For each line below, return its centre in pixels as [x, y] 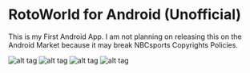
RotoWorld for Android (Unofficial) [125, 15]
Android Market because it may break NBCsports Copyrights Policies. [123, 44]
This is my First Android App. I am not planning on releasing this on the [125, 36]
